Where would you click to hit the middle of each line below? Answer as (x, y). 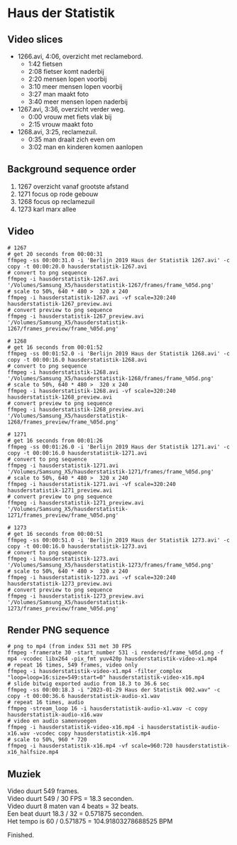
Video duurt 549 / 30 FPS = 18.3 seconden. (71, 799)
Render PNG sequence (59, 630)
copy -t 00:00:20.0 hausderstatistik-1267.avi (77, 267)
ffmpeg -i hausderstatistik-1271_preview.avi (76, 502)
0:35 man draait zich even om (72, 139)
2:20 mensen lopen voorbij (67, 79)
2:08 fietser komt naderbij (66, 71)
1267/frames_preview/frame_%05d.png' (63, 328)
